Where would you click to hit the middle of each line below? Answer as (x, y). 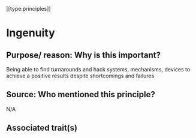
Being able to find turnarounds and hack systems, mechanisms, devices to (98, 69)
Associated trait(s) (42, 128)
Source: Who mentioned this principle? (81, 94)
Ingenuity (31, 33)
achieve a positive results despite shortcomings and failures (80, 76)
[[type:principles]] (28, 9)
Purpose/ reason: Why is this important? (83, 55)
